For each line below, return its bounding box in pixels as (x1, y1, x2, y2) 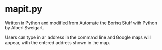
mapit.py (5, 3, 43, 15)
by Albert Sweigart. (5, 25, 44, 30)
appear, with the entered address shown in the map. (5, 39, 110, 45)
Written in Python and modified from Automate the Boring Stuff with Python (5, 20, 158, 25)
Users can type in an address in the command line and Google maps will (5, 34, 151, 40)
